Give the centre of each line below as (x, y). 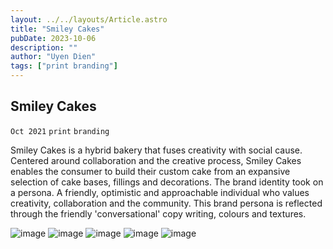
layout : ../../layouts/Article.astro (89, 19)
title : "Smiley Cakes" (57, 29)
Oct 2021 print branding (60, 131)
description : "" (44, 47)
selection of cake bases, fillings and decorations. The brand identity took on (167, 182)
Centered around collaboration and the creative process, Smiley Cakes (156, 160)
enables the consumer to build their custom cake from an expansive (150, 171)
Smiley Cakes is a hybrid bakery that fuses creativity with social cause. (156, 150)
